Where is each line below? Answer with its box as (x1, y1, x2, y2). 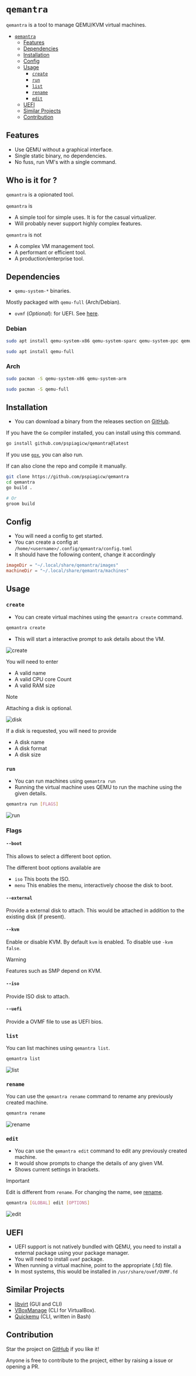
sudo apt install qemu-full (6, 348, 75, 355)
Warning (6, 956, 26, 963)
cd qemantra (6, 479, 35, 485)
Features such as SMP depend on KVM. (6, 967, 102, 974)
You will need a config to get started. (14, 533, 103, 540)
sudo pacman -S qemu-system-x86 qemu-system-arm (6, 376, 127, 382)
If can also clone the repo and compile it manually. (6, 462, 127, 469)
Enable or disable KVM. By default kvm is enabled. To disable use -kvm (6, 938, 173, 946)
